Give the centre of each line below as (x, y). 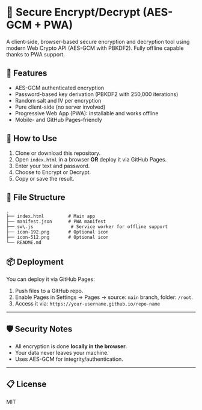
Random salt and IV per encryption (58, 100)
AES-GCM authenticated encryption (60, 88)
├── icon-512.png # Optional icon (58, 237)
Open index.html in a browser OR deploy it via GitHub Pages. (91, 159)
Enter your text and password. (52, 166)
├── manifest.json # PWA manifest (56, 222)
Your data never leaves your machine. (62, 353)
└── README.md (24, 243)
